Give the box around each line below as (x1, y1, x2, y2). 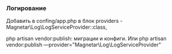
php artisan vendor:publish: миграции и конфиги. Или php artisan (6, 35, 167, 42)
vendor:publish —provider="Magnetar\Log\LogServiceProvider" (6, 41, 161, 48)
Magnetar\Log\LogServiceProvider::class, (6, 23, 107, 31)
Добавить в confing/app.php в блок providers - (6, 18, 123, 25)
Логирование (6, 4, 47, 12)
